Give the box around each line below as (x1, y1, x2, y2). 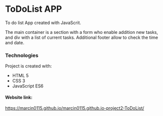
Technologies (5, 52, 38, 58)
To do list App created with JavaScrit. (5, 20, 81, 26)
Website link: (5, 94, 33, 100)
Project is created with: (5, 63, 52, 69)
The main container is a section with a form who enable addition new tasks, (5, 29, 159, 35)
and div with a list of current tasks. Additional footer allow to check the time (5, 34, 159, 40)
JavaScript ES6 (12, 83, 44, 89)
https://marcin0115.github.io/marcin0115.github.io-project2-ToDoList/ (5, 105, 144, 111)
